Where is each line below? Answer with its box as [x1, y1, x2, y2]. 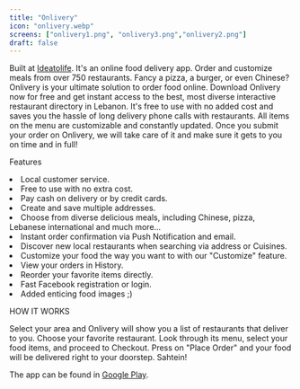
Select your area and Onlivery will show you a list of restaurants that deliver [9, 323, 289, 334]
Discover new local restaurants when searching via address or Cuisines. [21, 241, 287, 252]
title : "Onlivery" [9, 13, 78, 22]
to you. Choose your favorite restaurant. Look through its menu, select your [9, 333, 288, 344]
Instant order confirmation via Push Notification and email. [21, 231, 236, 243]
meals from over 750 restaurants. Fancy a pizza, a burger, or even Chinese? [9, 73, 290, 84]
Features [9, 156, 42, 167]
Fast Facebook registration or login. [21, 279, 153, 290]
